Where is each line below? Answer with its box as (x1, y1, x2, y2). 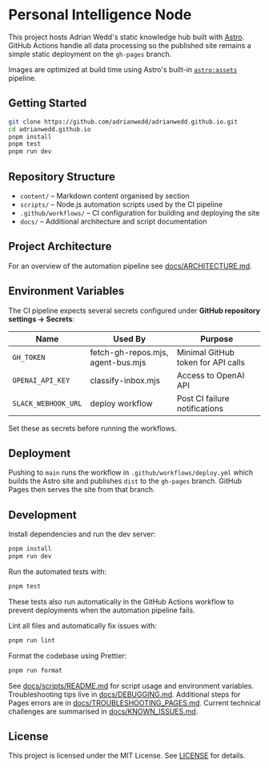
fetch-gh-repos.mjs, (90, 346, 169, 358)
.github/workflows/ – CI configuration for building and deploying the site (19, 208, 260, 217)
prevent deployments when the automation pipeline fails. (8, 605, 195, 615)
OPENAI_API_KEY (12, 375, 70, 385)
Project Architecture (8, 240, 112, 253)
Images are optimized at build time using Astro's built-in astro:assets (8, 64, 238, 74)
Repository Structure (8, 170, 116, 184)
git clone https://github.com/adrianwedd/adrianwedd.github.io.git (8, 118, 239, 126)
